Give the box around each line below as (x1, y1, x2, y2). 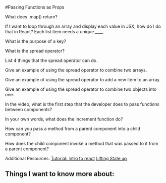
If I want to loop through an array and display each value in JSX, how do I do (5, 23, 161, 29)
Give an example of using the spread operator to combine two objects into (5, 86, 157, 92)
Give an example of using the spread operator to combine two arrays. (5, 67, 147, 73)
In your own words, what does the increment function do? (5, 116, 123, 122)
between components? (5, 107, 52, 112)
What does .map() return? (5, 14, 58, 19)
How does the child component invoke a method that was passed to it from (5, 141, 159, 146)
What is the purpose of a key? (5, 38, 66, 44)
